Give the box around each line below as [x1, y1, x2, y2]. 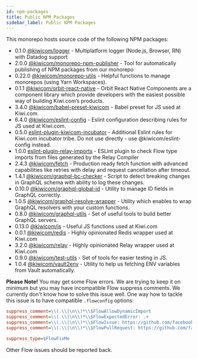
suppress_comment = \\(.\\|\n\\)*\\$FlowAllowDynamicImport [6, 308, 151, 315]
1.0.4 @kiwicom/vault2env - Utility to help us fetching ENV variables [14, 260, 180, 267]
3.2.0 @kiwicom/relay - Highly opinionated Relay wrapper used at [14, 241, 175, 249]
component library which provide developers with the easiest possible [14, 91, 186, 98]
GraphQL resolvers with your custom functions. [14, 204, 130, 211]
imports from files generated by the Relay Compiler [14, 154, 139, 161]
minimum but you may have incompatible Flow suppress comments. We [6, 285, 181, 292]
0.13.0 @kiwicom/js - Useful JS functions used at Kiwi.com [14, 223, 158, 230]
